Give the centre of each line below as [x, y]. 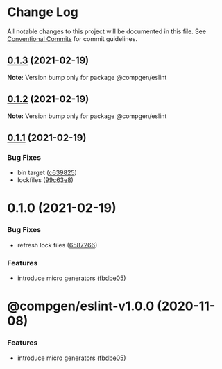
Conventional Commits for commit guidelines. [72, 38]
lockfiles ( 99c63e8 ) [45, 180]
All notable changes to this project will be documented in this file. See [107, 31]
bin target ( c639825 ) [47, 173]
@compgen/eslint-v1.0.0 [81, 306]
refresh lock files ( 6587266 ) [57, 245]
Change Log [43, 12]
